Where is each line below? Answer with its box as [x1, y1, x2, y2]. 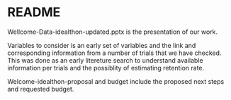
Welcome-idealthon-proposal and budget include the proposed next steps [7, 77, 225, 85]
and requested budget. [7, 85, 74, 93]
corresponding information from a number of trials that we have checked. [7, 49, 222, 57]
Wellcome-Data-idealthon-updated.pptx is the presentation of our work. [7, 27, 218, 36]
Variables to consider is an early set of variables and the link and [7, 41, 196, 49]
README [7, 4, 61, 20]
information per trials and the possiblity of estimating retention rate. [7, 63, 205, 72]
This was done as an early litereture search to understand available [7, 56, 203, 64]
